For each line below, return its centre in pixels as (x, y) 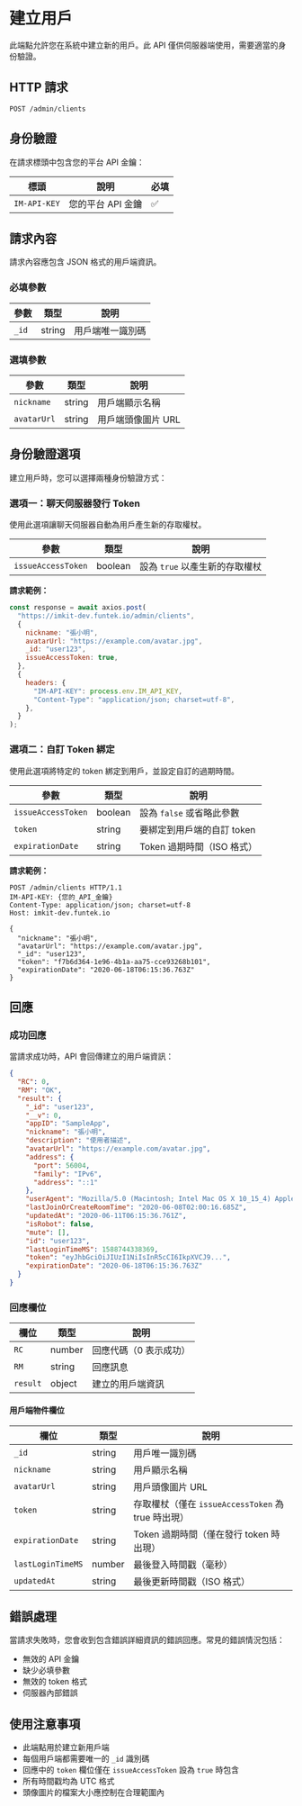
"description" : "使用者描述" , (79, 1141)
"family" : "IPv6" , (67, 1174)
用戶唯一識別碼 (165, 1453)
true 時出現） (161, 1518)
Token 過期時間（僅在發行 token (201, 1534)
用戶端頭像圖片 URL (139, 420)
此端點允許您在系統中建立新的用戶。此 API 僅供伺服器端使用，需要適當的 (144, 45)
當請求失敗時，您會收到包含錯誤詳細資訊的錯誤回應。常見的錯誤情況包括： (147, 1640)
